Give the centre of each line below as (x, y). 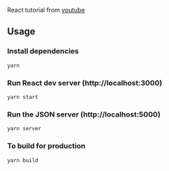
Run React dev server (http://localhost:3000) (85, 83)
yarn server (24, 129)
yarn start (23, 97)
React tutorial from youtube (46, 10)
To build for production (47, 146)
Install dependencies (43, 51)
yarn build (23, 160)
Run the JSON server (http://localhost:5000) (84, 114)
